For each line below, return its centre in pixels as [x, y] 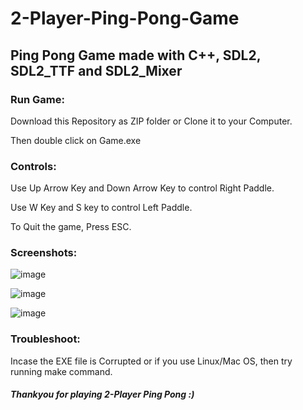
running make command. [61, 371]
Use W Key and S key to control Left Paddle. [101, 208]
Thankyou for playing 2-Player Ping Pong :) [102, 394]
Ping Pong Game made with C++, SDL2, [136, 55]
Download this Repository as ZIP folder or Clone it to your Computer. [151, 121]
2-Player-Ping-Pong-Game [125, 18]
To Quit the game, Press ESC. [71, 227]
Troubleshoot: [45, 339]
